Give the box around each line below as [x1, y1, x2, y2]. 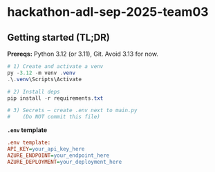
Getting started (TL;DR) [7, 32, 111, 43]
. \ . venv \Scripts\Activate [7, 76, 82, 83]
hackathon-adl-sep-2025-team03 [7, 4, 209, 20]
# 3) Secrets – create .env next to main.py [7, 107, 138, 114]
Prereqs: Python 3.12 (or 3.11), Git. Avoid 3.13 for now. [7, 50, 159, 58]
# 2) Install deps [7, 88, 60, 95]
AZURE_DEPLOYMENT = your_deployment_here [7, 158, 122, 165]
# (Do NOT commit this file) [7, 114, 100, 120]
